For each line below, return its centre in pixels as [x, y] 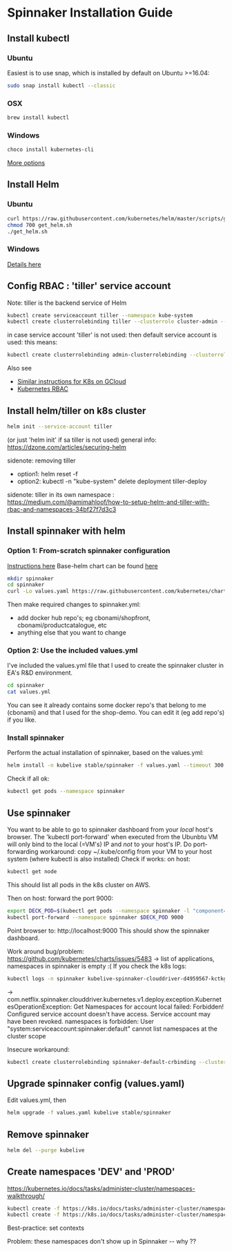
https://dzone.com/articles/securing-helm [67, 447]
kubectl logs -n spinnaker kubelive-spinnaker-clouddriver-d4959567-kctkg [117, 979]
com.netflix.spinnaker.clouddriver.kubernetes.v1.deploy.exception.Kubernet [115, 999]
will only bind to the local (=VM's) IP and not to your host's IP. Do [99, 844]
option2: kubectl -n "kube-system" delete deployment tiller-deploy [112, 481]
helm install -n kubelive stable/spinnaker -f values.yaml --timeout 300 [116, 765]
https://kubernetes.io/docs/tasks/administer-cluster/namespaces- [101, 1188]
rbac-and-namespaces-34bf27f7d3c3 [62, 509]
